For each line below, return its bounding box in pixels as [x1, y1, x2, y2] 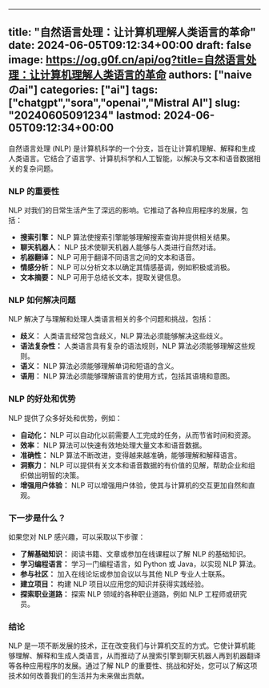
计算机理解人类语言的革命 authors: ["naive [39, 68, 252, 82]
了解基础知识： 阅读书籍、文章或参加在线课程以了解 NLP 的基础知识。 [19, 549, 251, 558]
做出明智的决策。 [26, 470, 84, 480]
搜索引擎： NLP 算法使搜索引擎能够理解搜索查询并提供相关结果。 [19, 233, 235, 242]
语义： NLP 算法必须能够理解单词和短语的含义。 [19, 362, 179, 371]
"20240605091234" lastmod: [8, 109, 162, 123]
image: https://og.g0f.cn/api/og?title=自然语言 [8, 53, 247, 67]
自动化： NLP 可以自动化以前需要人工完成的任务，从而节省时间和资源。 [19, 430, 256, 439]
